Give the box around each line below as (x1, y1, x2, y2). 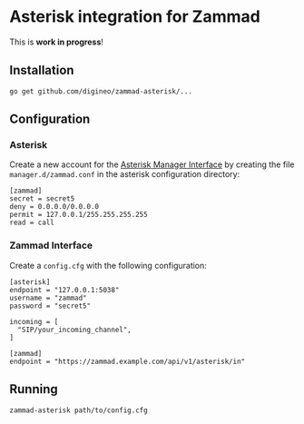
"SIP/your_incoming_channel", (17, 325, 132, 334)
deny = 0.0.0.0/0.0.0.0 (9, 202, 100, 212)
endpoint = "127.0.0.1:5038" (9, 285, 120, 294)
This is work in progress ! (9, 36, 104, 47)
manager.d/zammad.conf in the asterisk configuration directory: (9, 169, 240, 180)
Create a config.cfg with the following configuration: (9, 260, 207, 271)
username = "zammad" (9, 293, 88, 302)
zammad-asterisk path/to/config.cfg (9, 406, 148, 415)
